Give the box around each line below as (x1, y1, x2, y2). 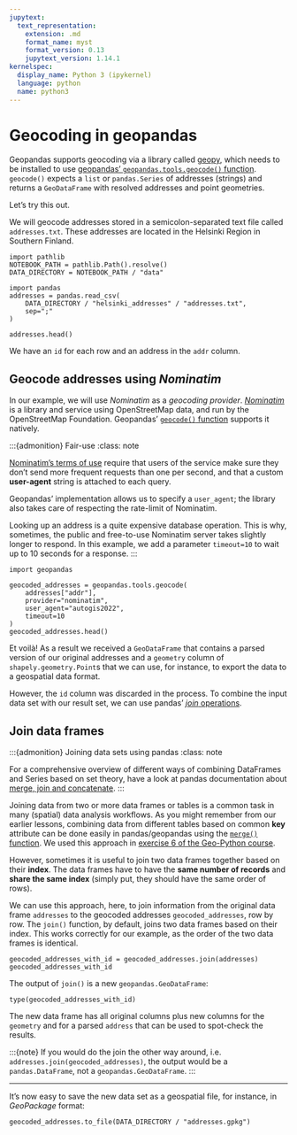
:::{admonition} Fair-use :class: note (9, 440, 140, 452)
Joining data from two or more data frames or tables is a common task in (9, 800, 275, 811)
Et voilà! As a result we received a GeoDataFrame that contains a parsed (9, 643, 265, 653)
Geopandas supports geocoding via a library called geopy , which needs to (9, 154, 280, 165)
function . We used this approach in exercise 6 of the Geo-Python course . (9, 838, 276, 848)
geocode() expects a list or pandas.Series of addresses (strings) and (9, 174, 263, 184)
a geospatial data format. (9, 671, 101, 682)
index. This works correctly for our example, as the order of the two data (9, 929, 274, 939)
